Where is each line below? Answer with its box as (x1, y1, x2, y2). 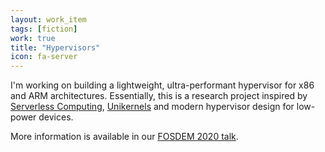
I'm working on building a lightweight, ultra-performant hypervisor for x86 (10, 79, 315, 91)
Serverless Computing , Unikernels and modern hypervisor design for (10, 101, 295, 113)
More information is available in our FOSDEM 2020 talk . (10, 131, 239, 143)
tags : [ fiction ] (10, 24, 78, 34)
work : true (10, 33, 56, 43)
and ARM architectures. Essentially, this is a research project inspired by (10, 90, 308, 102)
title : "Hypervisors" (10, 42, 101, 53)
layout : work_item (10, 14, 87, 25)
